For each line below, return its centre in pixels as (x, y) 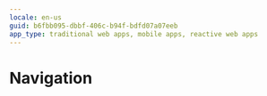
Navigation (51, 78)
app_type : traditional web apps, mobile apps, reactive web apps (133, 34)
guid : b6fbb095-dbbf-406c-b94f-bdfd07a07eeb (94, 26)
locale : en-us (36, 17)
